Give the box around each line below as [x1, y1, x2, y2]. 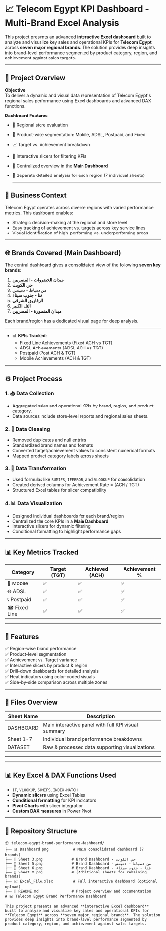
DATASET [7, 744, 30, 751]
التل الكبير [12, 303, 31, 309]
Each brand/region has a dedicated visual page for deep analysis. [5, 318, 139, 324]
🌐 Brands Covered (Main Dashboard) [5, 248, 121, 257]
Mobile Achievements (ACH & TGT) [19, 355, 91, 361]
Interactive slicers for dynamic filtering [12, 523, 91, 529]
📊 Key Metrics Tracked [5, 548, 79, 557]
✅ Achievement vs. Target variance [5, 657, 78, 663]
